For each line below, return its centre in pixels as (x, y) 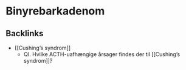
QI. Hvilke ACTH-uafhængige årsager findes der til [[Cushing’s (102, 54)
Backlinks (25, 33)
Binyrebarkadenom (55, 11)
